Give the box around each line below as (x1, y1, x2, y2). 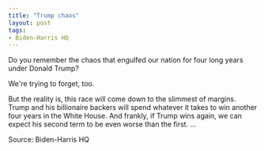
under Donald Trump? (8, 64, 79, 74)
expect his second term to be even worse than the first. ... (8, 119, 197, 129)
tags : (8, 26, 26, 34)
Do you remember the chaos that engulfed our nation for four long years (8, 55, 243, 65)
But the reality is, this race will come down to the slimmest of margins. (8, 94, 236, 104)
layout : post (8, 19, 51, 27)
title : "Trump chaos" (8, 11, 80, 20)
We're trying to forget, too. (8, 79, 95, 89)
